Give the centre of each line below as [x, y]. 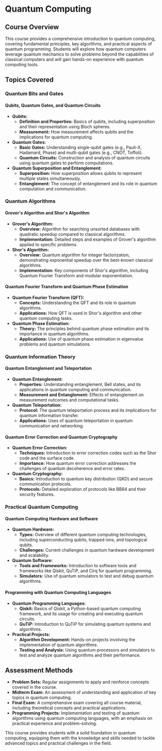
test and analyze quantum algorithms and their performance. [80, 655]
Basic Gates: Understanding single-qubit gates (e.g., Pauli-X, [81, 147]
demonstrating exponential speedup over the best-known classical [86, 260]
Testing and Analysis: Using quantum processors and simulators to [87, 650]
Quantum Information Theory [40, 357]
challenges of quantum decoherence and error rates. [72, 468]
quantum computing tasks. [46, 318]
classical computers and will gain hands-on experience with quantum [74, 59]
